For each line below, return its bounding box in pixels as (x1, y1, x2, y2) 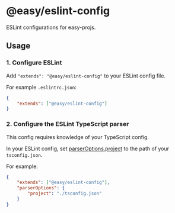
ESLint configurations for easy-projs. (6, 24, 96, 31)
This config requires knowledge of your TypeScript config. (6, 133, 149, 140)
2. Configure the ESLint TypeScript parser (6, 120, 129, 128)
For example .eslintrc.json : (6, 83, 77, 91)
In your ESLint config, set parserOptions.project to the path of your (6, 145, 170, 152)
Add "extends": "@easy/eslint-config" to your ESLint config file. (6, 72, 166, 79)
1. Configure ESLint (6, 59, 62, 67)
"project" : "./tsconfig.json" (27, 191, 102, 196)
